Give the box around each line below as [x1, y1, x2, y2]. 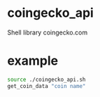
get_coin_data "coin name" [7, 82, 86, 89]
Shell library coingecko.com [7, 28, 88, 37]
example [7, 53, 59, 69]
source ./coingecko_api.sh [7, 76, 86, 83]
